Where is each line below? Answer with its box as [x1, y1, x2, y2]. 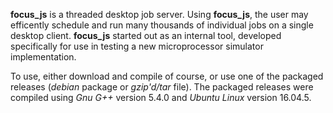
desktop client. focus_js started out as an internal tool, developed [10, 30, 282, 41]
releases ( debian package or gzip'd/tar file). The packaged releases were [10, 81, 314, 93]
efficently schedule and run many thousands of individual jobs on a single [10, 19, 314, 31]
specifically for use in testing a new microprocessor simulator [10, 40, 264, 52]
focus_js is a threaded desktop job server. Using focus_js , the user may [10, 9, 309, 20]
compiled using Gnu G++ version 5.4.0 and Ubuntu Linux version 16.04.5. [10, 92, 312, 103]
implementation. [10, 51, 77, 63]
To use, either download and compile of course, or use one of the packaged [10, 70, 324, 82]
